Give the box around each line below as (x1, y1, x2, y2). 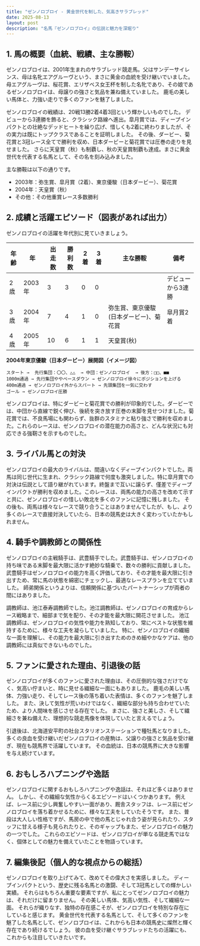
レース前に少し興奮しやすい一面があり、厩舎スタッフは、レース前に (16, 800, 183, 808)
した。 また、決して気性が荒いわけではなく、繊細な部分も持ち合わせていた (6, 700, 190, 707)
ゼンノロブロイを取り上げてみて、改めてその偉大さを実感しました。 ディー (6, 874, 189, 881)
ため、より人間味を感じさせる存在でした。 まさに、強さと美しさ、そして (6, 707, 185, 715)
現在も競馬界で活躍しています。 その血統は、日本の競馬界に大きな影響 (16, 742, 189, 749)
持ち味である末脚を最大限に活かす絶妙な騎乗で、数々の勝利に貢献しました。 (6, 561, 194, 568)
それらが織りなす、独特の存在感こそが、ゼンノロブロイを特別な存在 (17, 904, 185, 911)
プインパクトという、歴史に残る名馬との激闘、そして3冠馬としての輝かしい (6, 881, 192, 889)
